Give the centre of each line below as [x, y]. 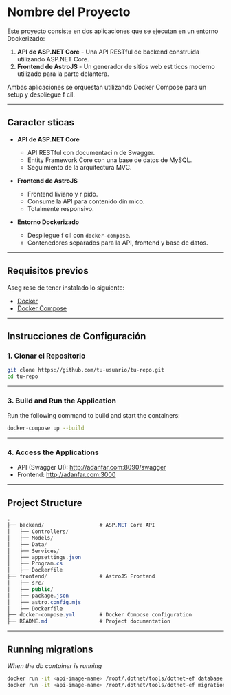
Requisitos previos [48, 271]
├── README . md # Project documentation [89, 621]
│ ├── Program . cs [35, 564]
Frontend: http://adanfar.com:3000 [66, 475]
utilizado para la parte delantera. [63, 74]
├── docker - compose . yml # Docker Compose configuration [100, 615]
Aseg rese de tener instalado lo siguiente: [66, 288]
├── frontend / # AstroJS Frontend [81, 576]
